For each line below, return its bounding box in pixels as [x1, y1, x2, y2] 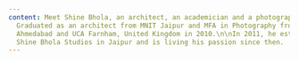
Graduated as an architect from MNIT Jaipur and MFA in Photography [16, 21, 277, 30]
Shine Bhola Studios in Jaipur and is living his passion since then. [16, 37, 285, 47]
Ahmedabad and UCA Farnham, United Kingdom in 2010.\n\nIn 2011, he [16, 29, 277, 38]
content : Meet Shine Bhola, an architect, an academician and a [8, 12, 253, 22]
